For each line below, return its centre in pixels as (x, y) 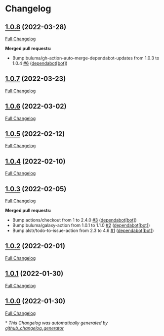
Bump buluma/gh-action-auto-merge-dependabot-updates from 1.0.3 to (86, 58)
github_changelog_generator (35, 328)
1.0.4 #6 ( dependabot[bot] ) (40, 63)
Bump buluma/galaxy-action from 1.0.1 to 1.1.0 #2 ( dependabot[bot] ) (81, 225)
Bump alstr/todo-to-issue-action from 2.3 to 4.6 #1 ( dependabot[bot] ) (83, 230)
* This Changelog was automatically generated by (57, 323)
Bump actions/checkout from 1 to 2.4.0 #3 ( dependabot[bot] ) (74, 220)
